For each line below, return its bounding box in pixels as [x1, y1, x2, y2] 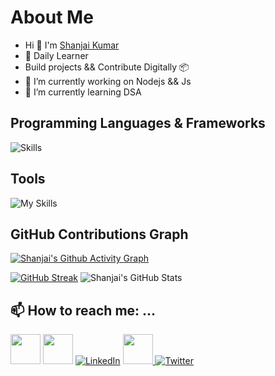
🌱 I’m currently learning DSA [24, 86, 142, 98]
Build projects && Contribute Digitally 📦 [24, 61, 190, 73]
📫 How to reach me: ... [10, 302, 157, 319]
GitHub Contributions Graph [10, 226, 189, 243]
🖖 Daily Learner [24, 49, 89, 61]
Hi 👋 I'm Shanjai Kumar [24, 39, 120, 51]
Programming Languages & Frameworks [10, 115, 266, 132]
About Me [10, 6, 94, 29]
